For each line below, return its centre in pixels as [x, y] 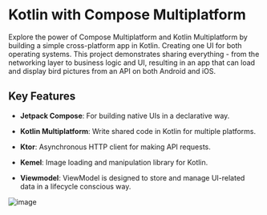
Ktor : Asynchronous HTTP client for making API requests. [115, 147]
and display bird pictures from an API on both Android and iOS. [112, 71]
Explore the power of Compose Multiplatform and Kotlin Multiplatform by [128, 37]
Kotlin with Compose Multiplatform [127, 15]
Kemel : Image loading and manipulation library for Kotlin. [114, 162]
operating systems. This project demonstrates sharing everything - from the [134, 54]
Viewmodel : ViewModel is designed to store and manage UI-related [132, 177]
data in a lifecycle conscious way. [75, 186]
